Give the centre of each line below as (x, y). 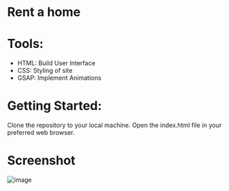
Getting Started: (54, 106)
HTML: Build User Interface (56, 63)
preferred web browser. (41, 133)
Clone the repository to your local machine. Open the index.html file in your (114, 125)
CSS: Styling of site (45, 71)
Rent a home (44, 12)
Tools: (25, 44)
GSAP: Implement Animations (59, 78)
